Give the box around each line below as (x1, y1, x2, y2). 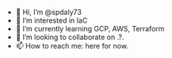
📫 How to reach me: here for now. (15, 42, 129, 50)
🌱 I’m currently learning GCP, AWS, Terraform (15, 24, 165, 33)
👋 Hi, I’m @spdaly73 (15, 8, 82, 16)
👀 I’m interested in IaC (15, 16, 88, 25)
